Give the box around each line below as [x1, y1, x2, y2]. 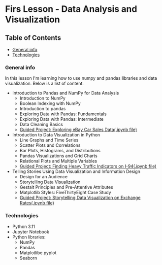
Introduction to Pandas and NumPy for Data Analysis [12, 90, 119, 96]
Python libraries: [12, 234, 46, 240]
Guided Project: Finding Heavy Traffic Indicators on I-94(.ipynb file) [19, 164, 157, 169]
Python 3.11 [12, 223, 35, 230]
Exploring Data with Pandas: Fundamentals [19, 111, 107, 117]
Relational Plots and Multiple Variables [19, 158, 97, 164]
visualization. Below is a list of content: [5, 80, 84, 87]
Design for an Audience [19, 174, 68, 180]
